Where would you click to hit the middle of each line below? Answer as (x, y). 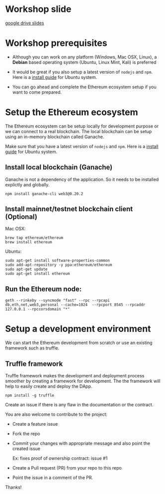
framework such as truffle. (32, 348)
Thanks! (13, 487)
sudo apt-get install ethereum (38, 274)
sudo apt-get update (27, 269)
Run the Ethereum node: (43, 289)
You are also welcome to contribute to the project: (56, 414)
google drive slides (25, 23)
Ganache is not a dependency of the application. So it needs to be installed (82, 179)
